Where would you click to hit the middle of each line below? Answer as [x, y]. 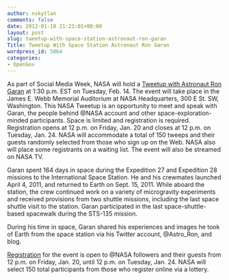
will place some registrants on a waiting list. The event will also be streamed [114, 149]
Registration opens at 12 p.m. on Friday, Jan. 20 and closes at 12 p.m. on [109, 127]
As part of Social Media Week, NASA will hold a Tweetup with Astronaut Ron [114, 84]
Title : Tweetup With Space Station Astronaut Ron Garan [88, 45]
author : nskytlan [32, 13]
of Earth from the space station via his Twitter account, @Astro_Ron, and [109, 234]
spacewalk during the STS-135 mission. [82, 214]
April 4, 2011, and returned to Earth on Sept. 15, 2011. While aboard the [106, 184]
